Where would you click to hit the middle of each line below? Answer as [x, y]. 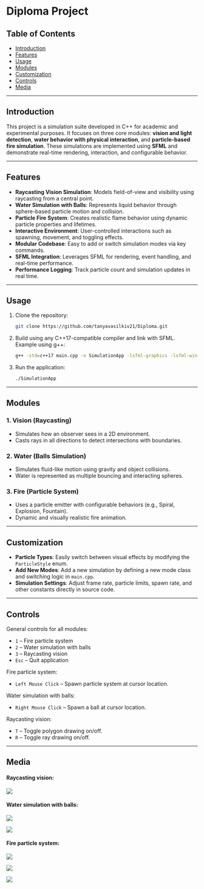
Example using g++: [40, 344]
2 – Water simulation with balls [53, 647]
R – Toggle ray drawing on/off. [53, 737]
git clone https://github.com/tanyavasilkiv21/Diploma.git [91, 327]
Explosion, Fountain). [41, 511]
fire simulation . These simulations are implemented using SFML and [92, 146]
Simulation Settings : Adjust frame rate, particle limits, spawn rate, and [104, 583]
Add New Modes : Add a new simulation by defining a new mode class [103, 570]
